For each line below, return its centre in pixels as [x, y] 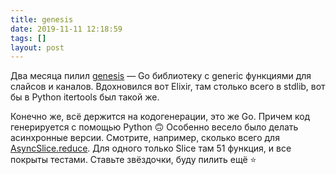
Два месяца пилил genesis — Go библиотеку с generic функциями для [161, 76]
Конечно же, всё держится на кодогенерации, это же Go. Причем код [160, 117]
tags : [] [28, 38]
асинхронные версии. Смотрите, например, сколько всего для [145, 138]
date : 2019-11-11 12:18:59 [66, 29]
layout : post [37, 47]
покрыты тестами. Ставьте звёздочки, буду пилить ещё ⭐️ [133, 160]
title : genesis [42, 19]
